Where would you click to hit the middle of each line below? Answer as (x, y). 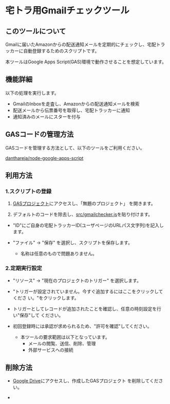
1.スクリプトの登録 (29, 191)
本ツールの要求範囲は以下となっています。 (65, 337)
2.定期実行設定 (24, 268)
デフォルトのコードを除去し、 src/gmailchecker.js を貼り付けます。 (83, 214)
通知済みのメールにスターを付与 (46, 117)
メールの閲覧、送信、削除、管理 (62, 343)
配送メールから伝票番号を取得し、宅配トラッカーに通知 (71, 110)
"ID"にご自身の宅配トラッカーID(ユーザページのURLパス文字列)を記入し (88, 225)
